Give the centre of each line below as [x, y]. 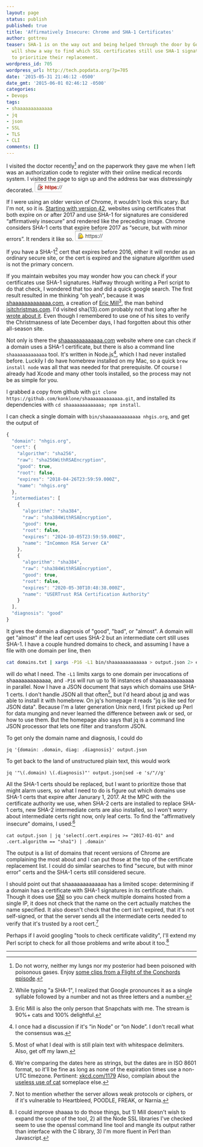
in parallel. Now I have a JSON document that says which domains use [94, 686]
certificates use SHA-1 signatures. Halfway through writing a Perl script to [98, 283]
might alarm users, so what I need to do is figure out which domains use [96, 790]
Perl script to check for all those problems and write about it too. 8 [88, 942]
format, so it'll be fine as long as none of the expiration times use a [98, 1070]
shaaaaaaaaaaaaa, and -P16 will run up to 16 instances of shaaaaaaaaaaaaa [100, 680]
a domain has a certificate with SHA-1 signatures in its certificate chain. [95, 890]
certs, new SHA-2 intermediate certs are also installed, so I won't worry [99, 810]
